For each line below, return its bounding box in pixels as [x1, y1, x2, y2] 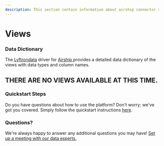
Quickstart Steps [5, 91, 46, 98]
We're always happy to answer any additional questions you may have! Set [5, 130, 155, 136]
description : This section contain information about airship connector [5, 7, 156, 12]
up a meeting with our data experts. [5, 135, 77, 142]
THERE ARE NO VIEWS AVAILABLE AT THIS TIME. [5, 76, 158, 84]
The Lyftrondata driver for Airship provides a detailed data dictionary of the [5, 57, 156, 63]
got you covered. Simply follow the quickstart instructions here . [5, 107, 133, 113]
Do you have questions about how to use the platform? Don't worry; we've [5, 102, 155, 107]
